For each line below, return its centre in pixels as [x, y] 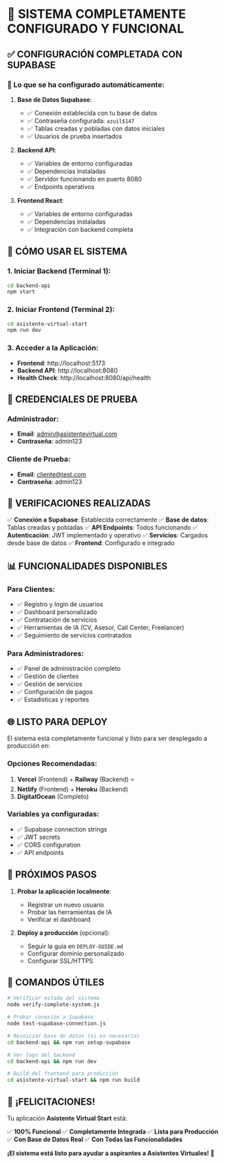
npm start [21, 292]
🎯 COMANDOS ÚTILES [56, 983]
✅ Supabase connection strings [62, 829]
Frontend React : [40, 200]
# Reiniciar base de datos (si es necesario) [73, 1036]
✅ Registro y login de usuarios [60, 604]
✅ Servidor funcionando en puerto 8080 [85, 179]
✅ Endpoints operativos [61, 186]
